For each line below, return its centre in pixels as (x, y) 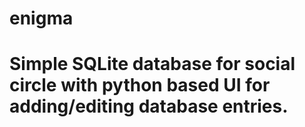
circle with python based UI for (140, 85)
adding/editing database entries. (149, 106)
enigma (41, 18)
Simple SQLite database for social (152, 64)
